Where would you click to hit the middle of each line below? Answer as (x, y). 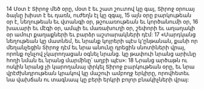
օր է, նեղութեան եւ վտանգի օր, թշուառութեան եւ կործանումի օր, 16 (102, 21)
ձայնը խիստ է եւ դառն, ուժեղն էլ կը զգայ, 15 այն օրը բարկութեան (99, 15)
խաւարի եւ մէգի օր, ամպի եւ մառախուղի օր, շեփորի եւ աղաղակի (101, 28)
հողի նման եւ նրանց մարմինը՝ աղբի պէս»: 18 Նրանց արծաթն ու (97, 60)
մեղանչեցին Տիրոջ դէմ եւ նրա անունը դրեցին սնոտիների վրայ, (96, 47)
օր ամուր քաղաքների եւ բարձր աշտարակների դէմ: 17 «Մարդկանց (101, 35)
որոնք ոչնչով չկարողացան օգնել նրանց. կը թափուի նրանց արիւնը (101, 54)
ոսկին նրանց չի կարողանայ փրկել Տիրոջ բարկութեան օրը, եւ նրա (100, 67)
